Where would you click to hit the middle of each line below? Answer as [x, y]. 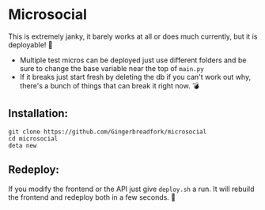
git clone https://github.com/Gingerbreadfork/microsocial [108, 132]
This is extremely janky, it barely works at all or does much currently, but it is [133, 36]
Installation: [38, 113]
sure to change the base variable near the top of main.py [112, 68]
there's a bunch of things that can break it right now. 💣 [109, 85]
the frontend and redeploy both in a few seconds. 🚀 [92, 197]
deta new [23, 145]
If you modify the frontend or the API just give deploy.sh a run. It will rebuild [131, 189]
